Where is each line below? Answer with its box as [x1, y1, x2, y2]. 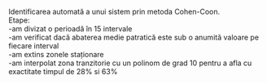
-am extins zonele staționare [8, 50, 104, 59]
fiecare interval [8, 41, 59, 51]
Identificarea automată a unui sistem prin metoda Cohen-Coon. [8, 7, 221, 16]
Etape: [8, 15, 30, 25]
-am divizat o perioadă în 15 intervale [8, 24, 133, 33]
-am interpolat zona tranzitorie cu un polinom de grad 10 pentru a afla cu [8, 58, 252, 68]
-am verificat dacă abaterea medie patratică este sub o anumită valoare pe [8, 32, 259, 42]
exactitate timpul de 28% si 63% [8, 67, 118, 76]
